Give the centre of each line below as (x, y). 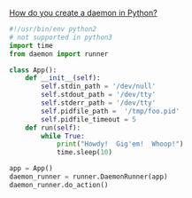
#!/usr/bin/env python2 (53, 29)
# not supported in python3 (61, 37)
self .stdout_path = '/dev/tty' (99, 95)
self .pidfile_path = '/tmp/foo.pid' (110, 111)
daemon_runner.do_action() (59, 185)
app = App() (31, 169)
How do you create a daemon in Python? (83, 13)
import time (31, 45)
